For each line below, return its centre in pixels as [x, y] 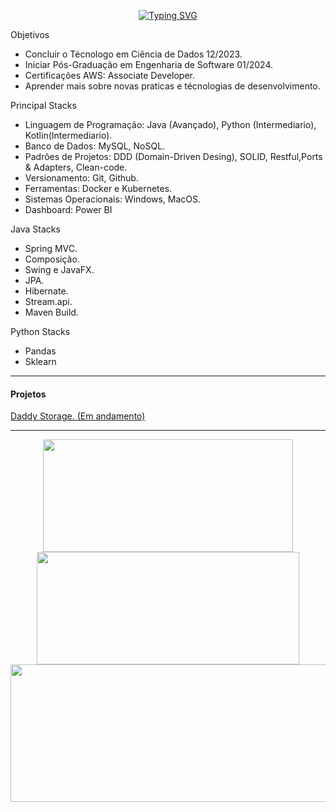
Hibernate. [46, 291]
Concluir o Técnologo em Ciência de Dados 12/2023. [133, 54]
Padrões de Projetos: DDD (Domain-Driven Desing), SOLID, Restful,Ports [173, 156]
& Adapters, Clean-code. [76, 167]
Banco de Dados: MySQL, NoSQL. [95, 146]
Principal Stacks [43, 105]
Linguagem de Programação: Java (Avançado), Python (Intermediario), [170, 124]
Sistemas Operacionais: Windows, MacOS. [113, 199]
